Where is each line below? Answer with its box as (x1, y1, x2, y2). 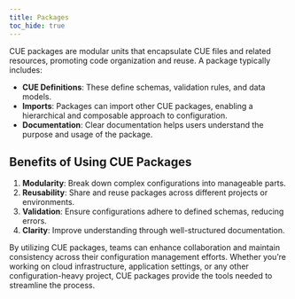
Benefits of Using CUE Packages (9, 154, 192, 169)
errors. (21, 216, 47, 226)
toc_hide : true (9, 21, 66, 30)
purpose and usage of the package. (21, 129, 153, 139)
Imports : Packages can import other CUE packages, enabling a (21, 100, 254, 111)
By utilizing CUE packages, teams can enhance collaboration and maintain (9, 242, 281, 253)
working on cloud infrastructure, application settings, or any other (9, 261, 250, 271)
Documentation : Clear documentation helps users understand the (21, 119, 264, 130)
